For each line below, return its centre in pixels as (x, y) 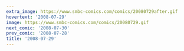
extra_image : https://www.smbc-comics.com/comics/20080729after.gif (92, 11)
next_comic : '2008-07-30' (38, 28)
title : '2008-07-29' (32, 39)
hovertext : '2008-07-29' (37, 17)
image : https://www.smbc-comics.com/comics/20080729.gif (78, 22)
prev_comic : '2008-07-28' (38, 33)
